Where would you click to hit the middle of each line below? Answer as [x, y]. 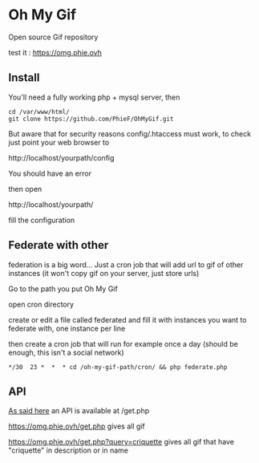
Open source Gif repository [53, 37]
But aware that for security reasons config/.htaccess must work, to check [129, 133]
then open [25, 189]
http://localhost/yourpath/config [61, 157]
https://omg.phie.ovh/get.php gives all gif [77, 426]
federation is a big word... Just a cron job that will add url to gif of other [126, 264]
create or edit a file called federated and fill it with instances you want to [127, 319]
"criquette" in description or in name [68, 450]
